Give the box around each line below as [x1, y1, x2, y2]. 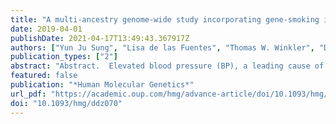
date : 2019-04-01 [10, 24, 83, 34]
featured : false [10, 71, 78, 81]
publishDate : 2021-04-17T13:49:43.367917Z [10, 33, 190, 43]
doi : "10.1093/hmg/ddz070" [10, 98, 123, 108]
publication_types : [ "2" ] [10, 52, 118, 62]
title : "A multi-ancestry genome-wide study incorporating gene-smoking [10, 14, 320, 25]
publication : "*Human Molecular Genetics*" [10, 80, 195, 90]
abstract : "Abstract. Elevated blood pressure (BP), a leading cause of [10, 61, 325, 71]
